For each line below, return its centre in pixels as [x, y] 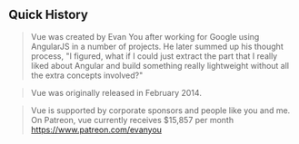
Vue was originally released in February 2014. [116, 92]
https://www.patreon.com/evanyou [96, 130]
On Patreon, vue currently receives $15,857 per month [132, 120]
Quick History [48, 15]
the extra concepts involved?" [87, 75]
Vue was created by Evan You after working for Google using [145, 36]
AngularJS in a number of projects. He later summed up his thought [157, 46]
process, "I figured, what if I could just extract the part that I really [154, 56]
